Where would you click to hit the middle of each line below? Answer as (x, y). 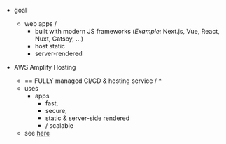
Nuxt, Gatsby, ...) (59, 39)
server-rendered (58, 53)
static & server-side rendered (87, 118)
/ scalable (59, 125)
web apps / (41, 24)
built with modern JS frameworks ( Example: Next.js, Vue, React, (127, 31)
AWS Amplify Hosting (45, 67)
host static (50, 46)
